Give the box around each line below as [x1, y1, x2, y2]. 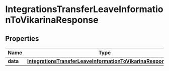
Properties [5, 34, 39, 43]
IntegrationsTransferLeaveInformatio [5, 4, 163, 15]
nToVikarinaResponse [5, 14, 99, 26]
